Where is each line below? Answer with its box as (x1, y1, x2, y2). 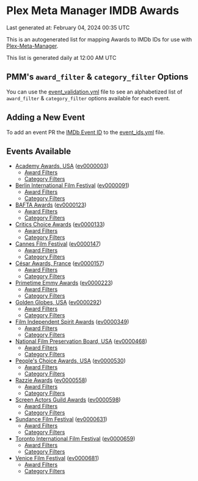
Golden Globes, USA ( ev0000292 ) (15, 299, 102, 306)
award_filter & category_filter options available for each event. (6, 94, 170, 101)
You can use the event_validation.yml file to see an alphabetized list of (6, 88, 183, 95)
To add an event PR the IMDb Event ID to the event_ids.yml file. (6, 128, 165, 136)
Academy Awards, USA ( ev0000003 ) (15, 163, 109, 170)
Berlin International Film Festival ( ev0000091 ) (15, 182, 130, 189)
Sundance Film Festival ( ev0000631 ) (15, 416, 108, 423)
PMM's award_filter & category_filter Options (6, 72, 189, 83)
